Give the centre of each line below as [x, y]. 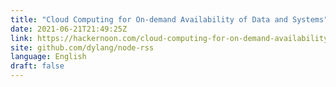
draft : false [37, 66]
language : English [48, 57]
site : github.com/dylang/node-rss [82, 47]
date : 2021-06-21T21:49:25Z [69, 29]
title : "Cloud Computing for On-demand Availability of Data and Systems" [169, 19]
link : [21, 38]
